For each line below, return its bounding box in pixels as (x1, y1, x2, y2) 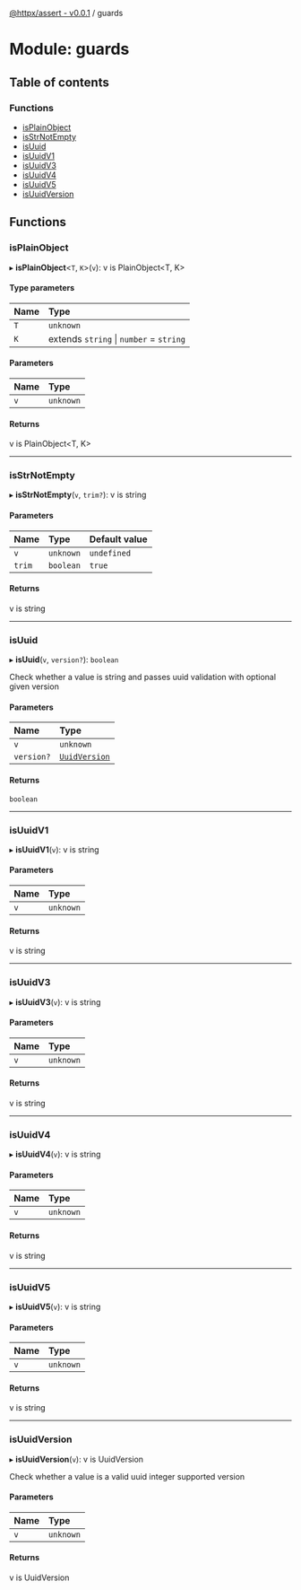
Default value (89, 533, 148, 546)
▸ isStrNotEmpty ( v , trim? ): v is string (9, 489, 147, 501)
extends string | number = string (47, 332, 186, 345)
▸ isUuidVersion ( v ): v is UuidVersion (9, 1454, 144, 1464)
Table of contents (9, 74, 109, 90)
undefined (89, 547, 132, 558)
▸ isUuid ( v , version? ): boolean (9, 654, 119, 665)
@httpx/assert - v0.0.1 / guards (9, 8, 124, 18)
